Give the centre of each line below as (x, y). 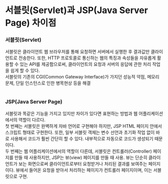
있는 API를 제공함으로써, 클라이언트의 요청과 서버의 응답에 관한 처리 (86, 64)
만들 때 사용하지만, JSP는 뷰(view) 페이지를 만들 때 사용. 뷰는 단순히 (81, 157)
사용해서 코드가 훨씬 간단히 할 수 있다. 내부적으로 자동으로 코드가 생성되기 (82, 138)
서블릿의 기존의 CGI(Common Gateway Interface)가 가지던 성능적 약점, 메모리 (82, 77)
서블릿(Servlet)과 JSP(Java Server (77, 10)
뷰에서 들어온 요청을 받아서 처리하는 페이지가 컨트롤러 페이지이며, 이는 (84, 170)
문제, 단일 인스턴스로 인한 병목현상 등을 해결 (48, 83)
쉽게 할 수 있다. (25, 70)
